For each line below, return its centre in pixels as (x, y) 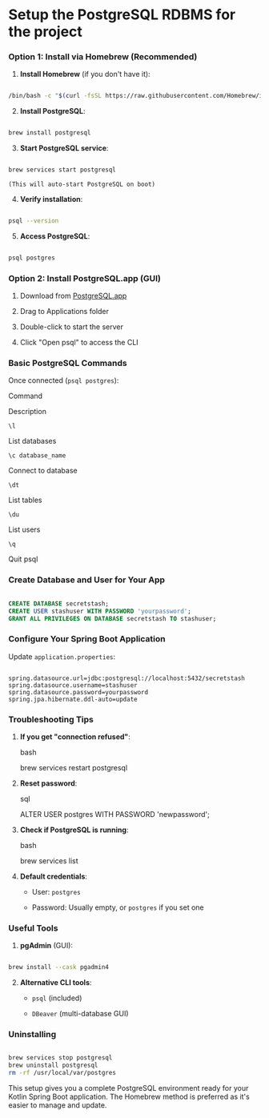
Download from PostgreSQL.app (73, 296)
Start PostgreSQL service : (64, 148)
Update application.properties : (62, 656)
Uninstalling (32, 1035)
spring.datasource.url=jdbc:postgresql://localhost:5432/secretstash (127, 678)
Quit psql (23, 559)
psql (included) (57, 998)
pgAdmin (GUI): (46, 946)
